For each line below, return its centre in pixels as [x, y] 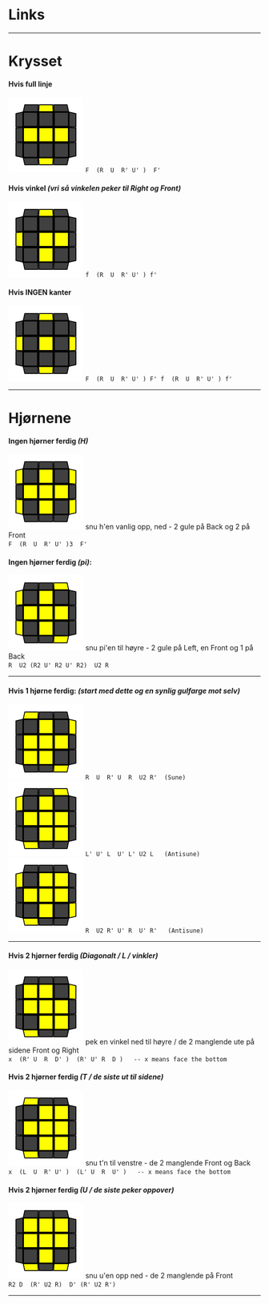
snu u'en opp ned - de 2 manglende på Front [159, 1276]
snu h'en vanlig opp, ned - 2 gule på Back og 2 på [168, 527]
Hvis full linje [30, 84]
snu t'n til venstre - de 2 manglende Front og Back [168, 1162]
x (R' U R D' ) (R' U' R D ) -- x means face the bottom [118, 1059]
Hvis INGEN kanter [40, 292]
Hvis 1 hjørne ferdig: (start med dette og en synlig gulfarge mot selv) [124, 690]
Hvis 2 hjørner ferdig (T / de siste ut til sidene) [86, 1077]
